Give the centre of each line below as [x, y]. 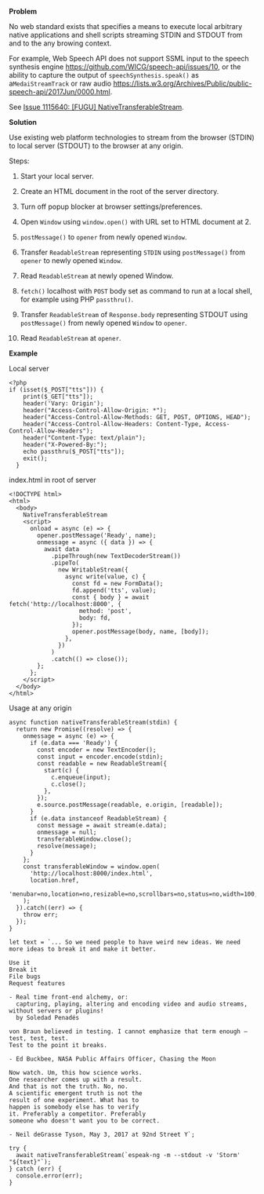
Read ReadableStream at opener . [71, 338]
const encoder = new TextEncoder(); [97, 750]
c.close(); [69, 784]
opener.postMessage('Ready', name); [97, 535]
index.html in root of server [52, 480]
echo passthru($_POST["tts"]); [74, 451]
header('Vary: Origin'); [63, 403]
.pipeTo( [65, 563]
